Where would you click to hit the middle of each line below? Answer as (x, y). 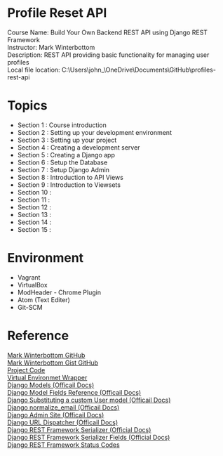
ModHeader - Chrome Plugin (59, 292)
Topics (27, 106)
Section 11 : (34, 200)
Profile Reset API (57, 13)
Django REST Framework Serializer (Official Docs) (79, 429)
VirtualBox (32, 285)
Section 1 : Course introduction (62, 125)
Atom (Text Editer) (43, 299)
